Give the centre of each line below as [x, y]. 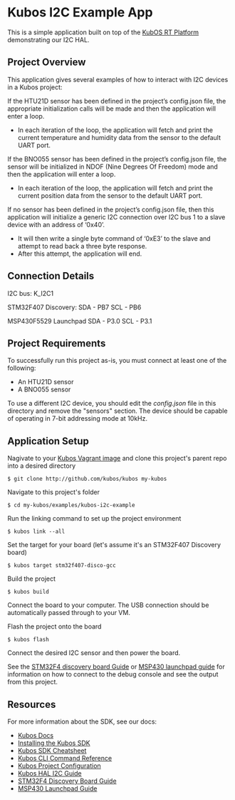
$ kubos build [28, 592]
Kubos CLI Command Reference [65, 758]
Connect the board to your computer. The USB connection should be [108, 605]
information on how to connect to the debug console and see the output [113, 674]
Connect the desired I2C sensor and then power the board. [94, 653]
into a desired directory [42, 466]
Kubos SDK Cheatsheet [52, 750]
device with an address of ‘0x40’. [56, 224]
